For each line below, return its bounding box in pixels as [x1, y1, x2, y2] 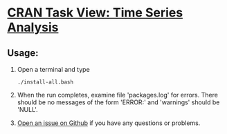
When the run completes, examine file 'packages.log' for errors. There [17, 91, 218, 99]
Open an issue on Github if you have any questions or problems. [17, 119, 201, 127]
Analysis [7, 19, 59, 35]
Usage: [7, 47, 39, 59]
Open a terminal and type [17, 66, 90, 73]
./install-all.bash [17, 79, 74, 86]
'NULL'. [17, 106, 38, 113]
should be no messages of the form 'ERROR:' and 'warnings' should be [17, 98, 220, 106]
